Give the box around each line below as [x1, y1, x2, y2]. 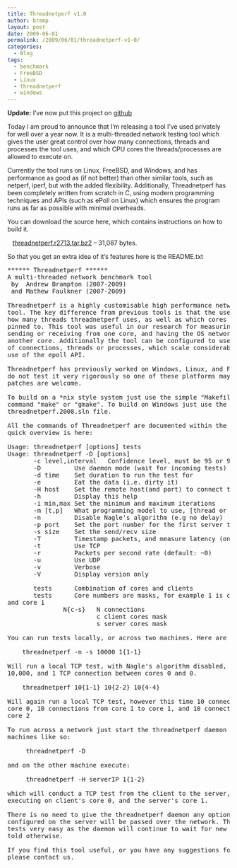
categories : [7, 43, 42, 50]
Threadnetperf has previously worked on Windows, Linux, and [7, 365, 224, 374]
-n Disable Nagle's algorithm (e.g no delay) [33, 514, 224, 522]
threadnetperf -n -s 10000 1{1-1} [22, 648, 142, 656]
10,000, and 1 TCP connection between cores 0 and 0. [7, 669, 197, 678]
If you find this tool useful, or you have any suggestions [7, 846, 220, 855]
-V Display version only [33, 570, 150, 579]
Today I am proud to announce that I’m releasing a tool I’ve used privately [7, 122, 221, 131]
